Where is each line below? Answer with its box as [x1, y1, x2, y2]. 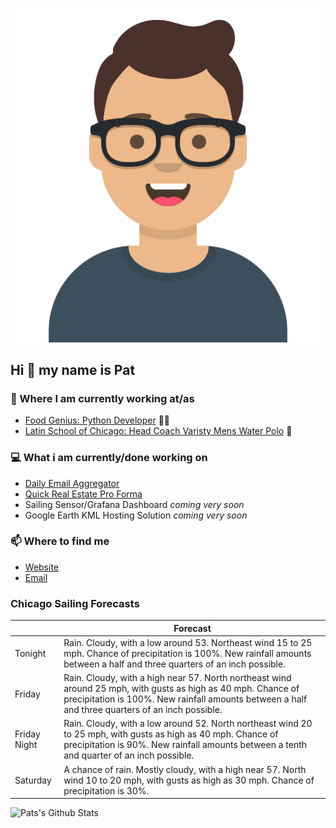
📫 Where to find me [10, 534, 110, 548]
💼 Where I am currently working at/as [10, 391, 195, 405]
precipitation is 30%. [63, 784, 150, 797]
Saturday [14, 774, 52, 786]
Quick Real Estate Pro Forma [24, 488, 143, 500]
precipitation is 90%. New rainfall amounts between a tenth [63, 739, 308, 751]
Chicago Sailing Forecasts [10, 596, 140, 610]
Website [24, 561, 60, 573]
